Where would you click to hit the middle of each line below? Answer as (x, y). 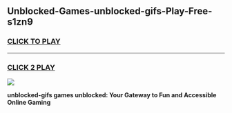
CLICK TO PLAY (34, 42)
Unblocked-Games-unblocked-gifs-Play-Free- (110, 11)
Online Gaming (29, 102)
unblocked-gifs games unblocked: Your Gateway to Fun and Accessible (112, 95)
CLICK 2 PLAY (31, 67)
